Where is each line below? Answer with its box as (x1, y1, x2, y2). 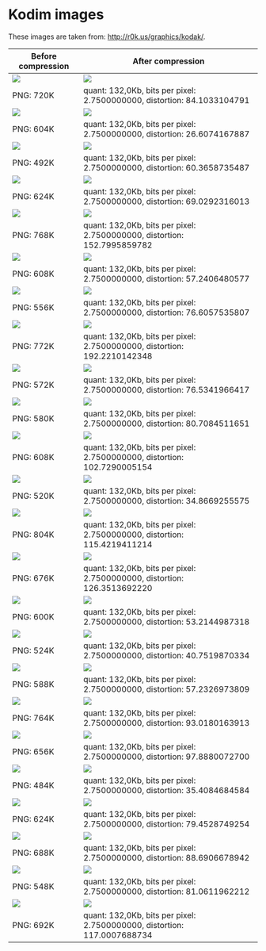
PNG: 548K (12, 880, 55, 892)
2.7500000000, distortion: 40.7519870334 (82, 650, 250, 661)
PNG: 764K (12, 712, 55, 723)
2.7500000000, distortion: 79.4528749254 (82, 819, 250, 830)
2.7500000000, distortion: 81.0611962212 (82, 886, 250, 897)
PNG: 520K (12, 490, 55, 501)
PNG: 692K (12, 919, 55, 930)
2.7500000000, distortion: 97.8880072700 (82, 751, 250, 762)
